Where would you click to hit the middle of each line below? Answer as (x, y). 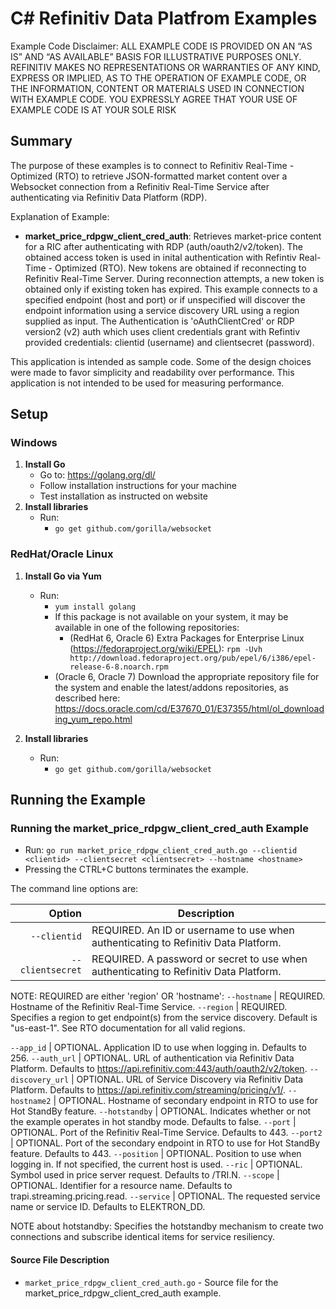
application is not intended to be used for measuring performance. (147, 383)
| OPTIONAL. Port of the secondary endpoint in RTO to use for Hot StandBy (165, 1143)
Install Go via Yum (63, 576)
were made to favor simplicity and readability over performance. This (152, 372)
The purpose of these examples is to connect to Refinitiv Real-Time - (152, 165)
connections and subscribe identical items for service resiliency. (143, 1237)
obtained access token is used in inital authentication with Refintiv (160, 257)
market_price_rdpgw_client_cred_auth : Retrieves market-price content (173, 236)
